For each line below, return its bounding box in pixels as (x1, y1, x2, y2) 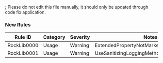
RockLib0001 (7, 50, 39, 57)
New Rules (5, 21, 31, 28)
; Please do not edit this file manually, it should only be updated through (5, 4, 148, 10)
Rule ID (14, 34, 32, 41)
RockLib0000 (7, 42, 39, 49)
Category (43, 34, 65, 41)
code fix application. (5, 9, 46, 15)
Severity (70, 34, 90, 41)
